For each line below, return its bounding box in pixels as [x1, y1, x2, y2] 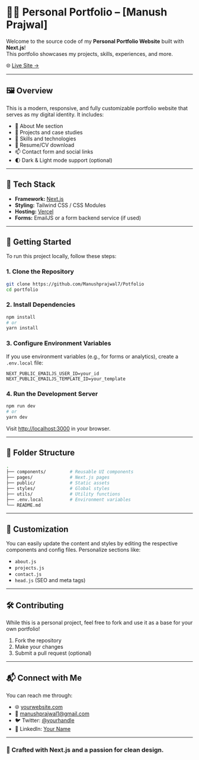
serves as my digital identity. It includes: [6, 111, 104, 118]
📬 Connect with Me [6, 673, 82, 683]
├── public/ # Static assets [6, 480, 110, 486]
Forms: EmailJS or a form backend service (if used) [14, 214, 142, 221]
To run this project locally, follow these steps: [6, 253, 117, 260]
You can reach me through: [6, 692, 73, 699]
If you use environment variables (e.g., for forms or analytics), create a [6, 353, 179, 360]
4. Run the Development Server [6, 390, 98, 398]
